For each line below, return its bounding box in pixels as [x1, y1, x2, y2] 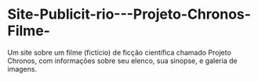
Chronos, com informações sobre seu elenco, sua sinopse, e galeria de [7, 56, 238, 65]
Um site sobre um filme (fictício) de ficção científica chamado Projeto [7, 48, 232, 57]
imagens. [7, 64, 37, 73]
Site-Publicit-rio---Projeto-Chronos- [7, 5, 252, 23]
